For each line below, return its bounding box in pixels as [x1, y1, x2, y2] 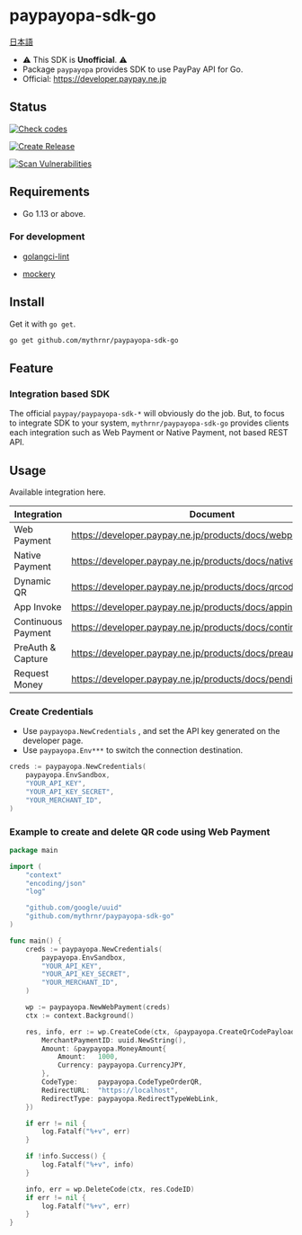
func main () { [9, 936, 63, 945]
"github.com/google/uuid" [25, 903, 123, 913]
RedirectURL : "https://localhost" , [41, 1086, 179, 1095]
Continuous [13, 615, 63, 628]
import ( [9, 862, 42, 871]
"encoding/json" [25, 879, 87, 888]
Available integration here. [9, 487, 106, 497]
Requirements [9, 184, 90, 200]
